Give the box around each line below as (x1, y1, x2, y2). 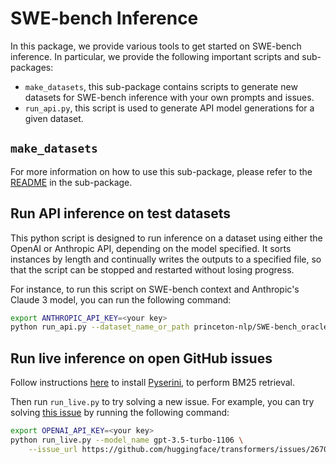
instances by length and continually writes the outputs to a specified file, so (10, 253, 322, 265)
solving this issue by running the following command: (10, 407, 230, 419)
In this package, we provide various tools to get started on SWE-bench (10, 40, 302, 52)
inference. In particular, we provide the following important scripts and (10, 50, 300, 62)
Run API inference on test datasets (10, 205, 232, 222)
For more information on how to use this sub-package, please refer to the (10, 165, 313, 177)
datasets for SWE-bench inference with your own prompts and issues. (24, 91, 315, 103)
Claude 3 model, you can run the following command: (10, 293, 232, 306)
